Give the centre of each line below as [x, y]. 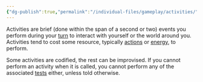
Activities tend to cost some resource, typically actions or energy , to [91, 42]
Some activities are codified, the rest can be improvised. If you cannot [94, 60]
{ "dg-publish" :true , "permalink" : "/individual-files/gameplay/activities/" [102, 12]
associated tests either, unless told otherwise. [63, 72]
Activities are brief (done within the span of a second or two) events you [96, 29]
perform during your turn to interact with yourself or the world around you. [99, 35]
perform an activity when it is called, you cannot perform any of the [90, 66]
